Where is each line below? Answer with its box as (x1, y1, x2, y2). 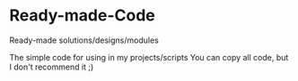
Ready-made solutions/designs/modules (9, 35, 159, 45)
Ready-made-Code (9, 5, 155, 26)
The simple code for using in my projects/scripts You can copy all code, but (9, 52, 289, 62)
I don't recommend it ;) (9, 61, 94, 72)
